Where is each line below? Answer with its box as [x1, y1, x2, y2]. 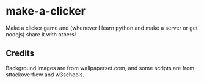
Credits [5, 48, 35, 59]
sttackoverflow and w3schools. [5, 71, 85, 78]
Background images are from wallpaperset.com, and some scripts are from [5, 64, 195, 71]
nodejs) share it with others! [5, 30, 76, 38]
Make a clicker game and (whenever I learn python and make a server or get [5, 24, 198, 32]
